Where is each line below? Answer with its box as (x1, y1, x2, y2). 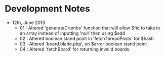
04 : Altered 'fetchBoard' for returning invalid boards (19, 46, 130, 52)
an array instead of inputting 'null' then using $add (19, 30, 126, 36)
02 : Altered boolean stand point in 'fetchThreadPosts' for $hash (19, 35, 154, 41)
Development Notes (5, 3, 91, 14)
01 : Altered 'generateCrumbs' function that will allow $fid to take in (19, 24, 160, 30)
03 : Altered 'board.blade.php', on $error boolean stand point (19, 40, 147, 46)
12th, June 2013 (12, 19, 46, 25)
